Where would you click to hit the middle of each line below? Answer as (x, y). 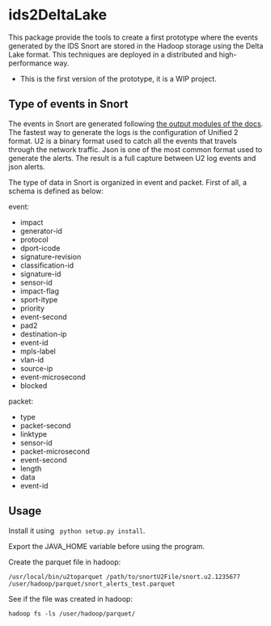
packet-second (45, 425)
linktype (33, 434)
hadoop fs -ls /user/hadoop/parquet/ (72, 613)
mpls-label (38, 351)
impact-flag (39, 291)
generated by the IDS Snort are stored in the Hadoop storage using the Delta (136, 45)
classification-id (47, 265)
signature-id (40, 273)
